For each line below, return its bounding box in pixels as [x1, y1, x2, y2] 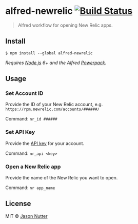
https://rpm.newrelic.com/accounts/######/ [5, 107, 100, 112]
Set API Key [5, 129, 35, 136]
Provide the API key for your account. [5, 140, 85, 146]
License [5, 199, 31, 208]
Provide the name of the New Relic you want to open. [5, 175, 118, 181]
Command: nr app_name [5, 185, 55, 191]
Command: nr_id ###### [5, 116, 57, 122]
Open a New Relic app [5, 163, 61, 170]
